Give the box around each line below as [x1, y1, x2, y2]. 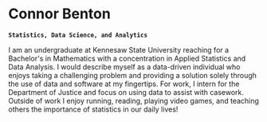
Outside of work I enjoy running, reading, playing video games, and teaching [8, 96, 259, 105]
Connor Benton [8, 5, 112, 23]
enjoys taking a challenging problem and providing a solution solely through [8, 70, 257, 80]
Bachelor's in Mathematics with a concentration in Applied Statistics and [8, 53, 246, 63]
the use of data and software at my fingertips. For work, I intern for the [8, 79, 240, 89]
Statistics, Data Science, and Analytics [8, 31, 148, 39]
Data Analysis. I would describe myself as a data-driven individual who [8, 61, 241, 72]
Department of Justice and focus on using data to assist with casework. [8, 87, 245, 96]
